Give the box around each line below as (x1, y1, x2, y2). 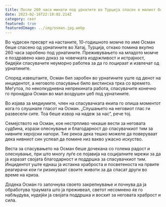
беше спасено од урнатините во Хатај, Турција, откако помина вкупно (5, 44, 154, 50)
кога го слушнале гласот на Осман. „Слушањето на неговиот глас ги (5, 106, 151, 112)
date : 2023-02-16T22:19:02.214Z (5, 12, 72, 17)
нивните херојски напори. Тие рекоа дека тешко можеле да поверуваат (5, 131, 158, 137)
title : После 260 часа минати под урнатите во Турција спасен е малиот (5, 7, 156, 12)
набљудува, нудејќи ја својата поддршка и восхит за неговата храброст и (5, 192, 161, 198)
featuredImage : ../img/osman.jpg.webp (5, 26, 85, 31)
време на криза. (5, 172, 40, 178)
